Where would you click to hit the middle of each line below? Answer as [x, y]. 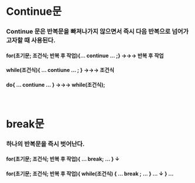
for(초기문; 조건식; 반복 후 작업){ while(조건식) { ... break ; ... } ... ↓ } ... [90, 174]
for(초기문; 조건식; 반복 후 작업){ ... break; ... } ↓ [63, 159]
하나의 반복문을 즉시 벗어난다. [45, 143]
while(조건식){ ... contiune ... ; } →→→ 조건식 [60, 70]
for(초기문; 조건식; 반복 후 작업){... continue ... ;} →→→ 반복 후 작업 [85, 55]
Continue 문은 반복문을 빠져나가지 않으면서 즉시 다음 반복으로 [88, 31]
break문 [25, 124]
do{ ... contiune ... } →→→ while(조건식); [56, 84]
